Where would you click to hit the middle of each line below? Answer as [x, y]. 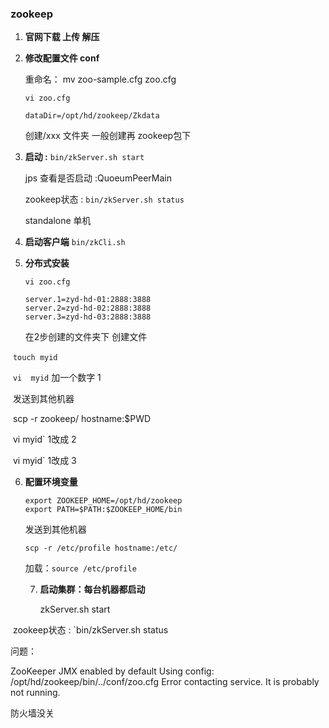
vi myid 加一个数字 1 [57, 378]
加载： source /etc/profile [80, 568]
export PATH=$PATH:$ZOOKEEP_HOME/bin [103, 510]
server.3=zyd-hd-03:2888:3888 [88, 317]
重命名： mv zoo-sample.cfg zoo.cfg [100, 79]
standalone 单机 [58, 221]
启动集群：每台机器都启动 [92, 589]
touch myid [35, 358]
